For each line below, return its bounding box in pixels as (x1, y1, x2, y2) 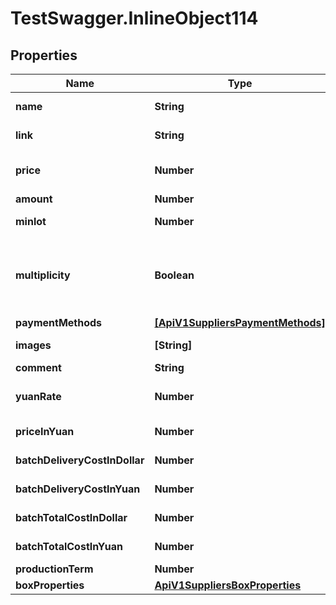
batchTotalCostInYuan (15, 540, 123, 553)
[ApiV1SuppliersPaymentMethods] (154, 316, 326, 329)
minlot (15, 215, 47, 228)
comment (15, 361, 62, 374)
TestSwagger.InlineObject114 (10, 7, 259, 30)
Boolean (154, 268, 195, 282)
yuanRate (15, 390, 62, 403)
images (15, 338, 52, 352)
